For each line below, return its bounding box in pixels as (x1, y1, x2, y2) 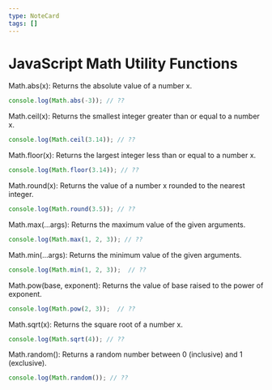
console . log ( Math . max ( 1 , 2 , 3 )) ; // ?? (8, 235, 143, 243)
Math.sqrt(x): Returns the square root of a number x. (8, 319, 184, 329)
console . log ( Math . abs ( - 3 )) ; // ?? (8, 96, 125, 105)
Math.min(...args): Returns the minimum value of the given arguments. (8, 250, 242, 259)
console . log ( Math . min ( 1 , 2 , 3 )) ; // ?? (8, 265, 147, 274)
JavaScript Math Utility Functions (8, 54, 238, 73)
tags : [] (8, 19, 38, 28)
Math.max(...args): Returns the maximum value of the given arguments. (8, 220, 246, 229)
